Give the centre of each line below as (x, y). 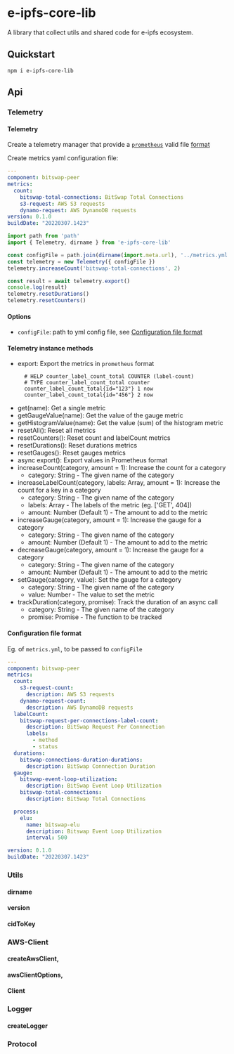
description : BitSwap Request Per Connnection (95, 727)
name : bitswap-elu (53, 825)
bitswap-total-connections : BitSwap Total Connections (102, 197)
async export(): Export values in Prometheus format (92, 460)
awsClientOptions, (35, 975)
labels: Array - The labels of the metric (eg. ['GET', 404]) (110, 505)
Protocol (22, 1043)
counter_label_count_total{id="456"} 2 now (89, 395)
